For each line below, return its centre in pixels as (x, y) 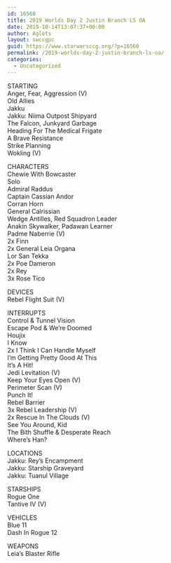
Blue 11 (17, 525)
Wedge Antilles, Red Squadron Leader (62, 219)
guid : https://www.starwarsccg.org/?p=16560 (73, 46)
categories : (25, 60)
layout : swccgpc (31, 40)
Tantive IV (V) (27, 504)
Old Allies (21, 101)
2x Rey (17, 271)
